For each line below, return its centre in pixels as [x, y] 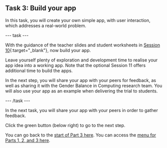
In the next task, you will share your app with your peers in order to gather [81, 110]
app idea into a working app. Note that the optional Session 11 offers [75, 65]
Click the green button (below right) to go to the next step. [65, 125]
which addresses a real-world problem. [46, 25]
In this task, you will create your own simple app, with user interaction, [78, 20]
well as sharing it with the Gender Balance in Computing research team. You [84, 85]
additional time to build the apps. [39, 70]
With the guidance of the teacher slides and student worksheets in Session [83, 45]
